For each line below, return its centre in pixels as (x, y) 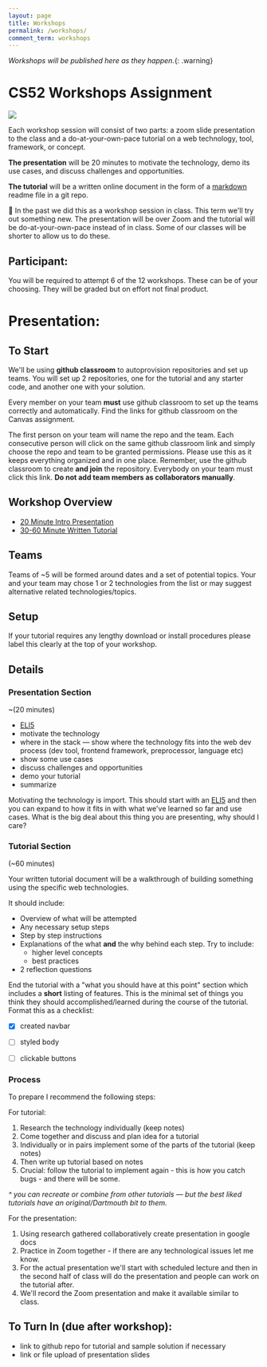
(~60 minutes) (32, 863)
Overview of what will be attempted (78, 919)
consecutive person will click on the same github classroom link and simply (132, 443)
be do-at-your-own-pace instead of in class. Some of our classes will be (128, 228)
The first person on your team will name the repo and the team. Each (121, 435)
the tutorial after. (47, 1285)
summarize (38, 785)
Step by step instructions (61, 935)
